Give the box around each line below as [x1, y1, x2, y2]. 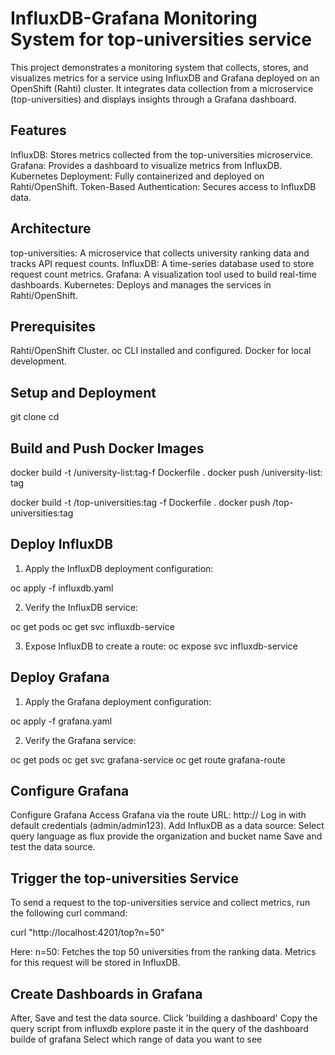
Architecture [10, 220, 92, 237]
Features [10, 122, 67, 139]
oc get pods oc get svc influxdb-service [10, 620, 175, 632]
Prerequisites [10, 318, 96, 335]
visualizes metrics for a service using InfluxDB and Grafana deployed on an [10, 72, 320, 84]
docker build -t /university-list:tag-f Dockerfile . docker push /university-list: [10, 467, 323, 478]
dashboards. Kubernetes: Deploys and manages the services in [10, 278, 272, 291]
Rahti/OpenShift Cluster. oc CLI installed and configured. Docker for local [10, 345, 312, 357]
